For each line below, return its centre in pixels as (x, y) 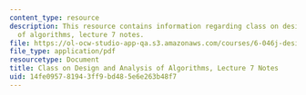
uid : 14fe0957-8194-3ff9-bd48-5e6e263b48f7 (93, 77)
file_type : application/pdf (63, 52)
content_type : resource (55, 18)
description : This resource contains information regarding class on (144, 26)
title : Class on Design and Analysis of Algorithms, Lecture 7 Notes (144, 69)
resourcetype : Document (55, 60)
